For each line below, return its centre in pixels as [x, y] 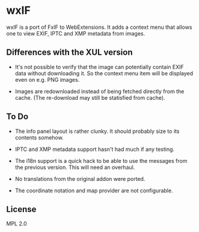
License [21, 209]
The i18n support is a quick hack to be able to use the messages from [101, 160]
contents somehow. [39, 137]
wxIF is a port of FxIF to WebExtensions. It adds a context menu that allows [99, 27]
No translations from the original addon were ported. [80, 179]
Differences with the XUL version [70, 53]
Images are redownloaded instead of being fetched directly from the [99, 91]
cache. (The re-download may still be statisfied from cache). [90, 97]
